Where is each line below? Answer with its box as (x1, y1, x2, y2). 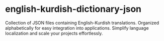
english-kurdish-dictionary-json (5, 3, 142, 15)
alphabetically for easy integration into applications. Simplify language (5, 25, 149, 31)
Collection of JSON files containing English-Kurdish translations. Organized (5, 20, 160, 26)
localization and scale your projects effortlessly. (5, 30, 103, 36)
